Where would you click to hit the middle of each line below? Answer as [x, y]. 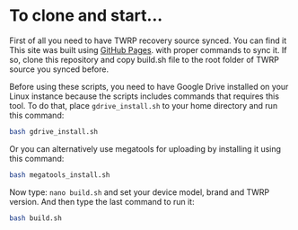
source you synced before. [59, 69]
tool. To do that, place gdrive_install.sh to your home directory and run [144, 105]
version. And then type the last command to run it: [102, 201]
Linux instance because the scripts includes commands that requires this [145, 96]
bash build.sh [36, 218]
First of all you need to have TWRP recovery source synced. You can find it [148, 40]
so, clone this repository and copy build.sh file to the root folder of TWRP [145, 59]
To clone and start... [86, 16]
